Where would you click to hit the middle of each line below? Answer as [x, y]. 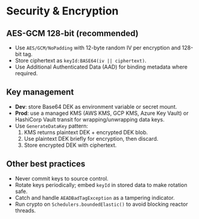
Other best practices [46, 164]
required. [26, 73]
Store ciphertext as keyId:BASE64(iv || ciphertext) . [81, 60]
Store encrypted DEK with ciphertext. [70, 145]
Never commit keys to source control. [62, 178]
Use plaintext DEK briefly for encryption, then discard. [91, 138]
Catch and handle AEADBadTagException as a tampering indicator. [95, 197]
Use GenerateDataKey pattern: [52, 126]
